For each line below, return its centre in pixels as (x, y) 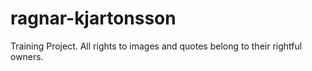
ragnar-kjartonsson (93, 18)
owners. (27, 56)
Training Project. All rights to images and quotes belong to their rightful (156, 46)
